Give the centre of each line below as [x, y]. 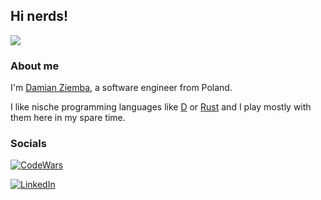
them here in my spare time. [68, 118]
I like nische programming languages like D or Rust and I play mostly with [161, 107]
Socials [28, 144]
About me [35, 66]
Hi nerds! [39, 16]
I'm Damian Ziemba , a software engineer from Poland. [121, 88]
